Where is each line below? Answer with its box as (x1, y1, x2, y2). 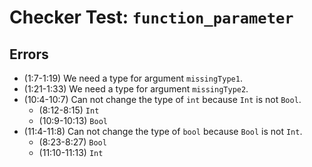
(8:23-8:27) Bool (38, 136, 107, 148)
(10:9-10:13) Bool (38, 115, 108, 126)
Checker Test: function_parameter (9, 6, 294, 29)
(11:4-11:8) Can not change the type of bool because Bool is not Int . (23, 126, 303, 137)
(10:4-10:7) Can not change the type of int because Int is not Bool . (23, 94, 302, 105)
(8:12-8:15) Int (38, 104, 100, 116)
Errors (9, 46, 49, 63)
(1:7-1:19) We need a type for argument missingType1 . (23, 72, 243, 84)
